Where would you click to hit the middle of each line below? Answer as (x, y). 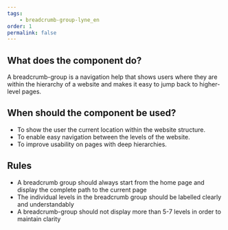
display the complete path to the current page (82, 189)
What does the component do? (75, 60)
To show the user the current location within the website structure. (111, 129)
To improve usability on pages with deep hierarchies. (92, 144)
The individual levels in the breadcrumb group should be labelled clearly (119, 197)
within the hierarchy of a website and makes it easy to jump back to (102, 84)
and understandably (45, 204)
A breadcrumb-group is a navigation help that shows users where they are (112, 77)
